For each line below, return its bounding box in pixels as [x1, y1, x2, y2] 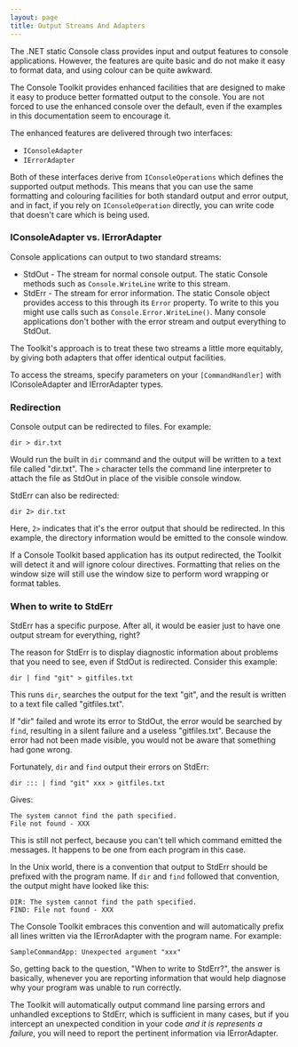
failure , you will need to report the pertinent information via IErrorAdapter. [10, 1028, 278, 1039]
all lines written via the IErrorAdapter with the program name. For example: [10, 930, 282, 941]
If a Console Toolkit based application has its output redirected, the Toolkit [10, 550, 282, 560]
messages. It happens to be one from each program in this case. [10, 844, 247, 855]
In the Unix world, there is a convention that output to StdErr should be [10, 862, 269, 873]
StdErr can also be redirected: [10, 490, 120, 501]
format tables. [10, 578, 61, 589]
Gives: [10, 794, 34, 805]
